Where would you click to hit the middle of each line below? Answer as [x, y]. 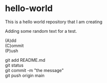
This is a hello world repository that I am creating [54, 22]
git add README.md [25, 60]
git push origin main [25, 75]
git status [14, 65]
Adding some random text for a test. [41, 31]
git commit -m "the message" [34, 70]
